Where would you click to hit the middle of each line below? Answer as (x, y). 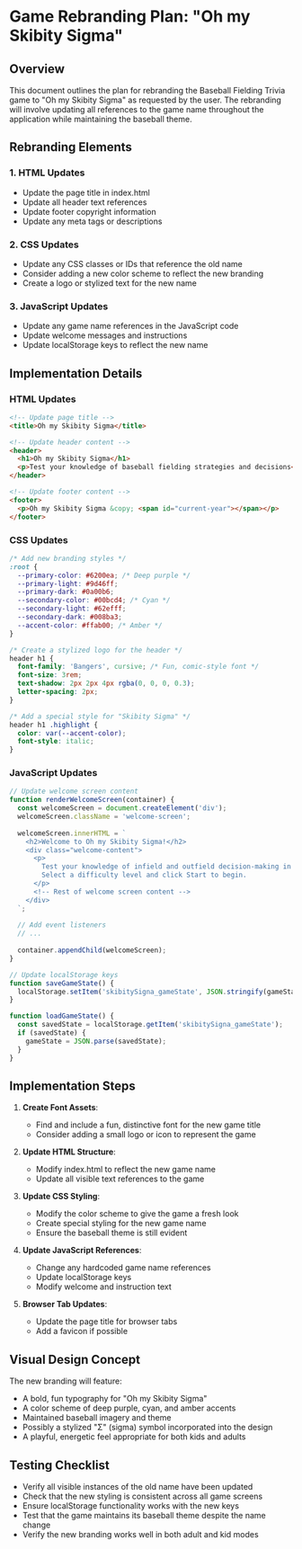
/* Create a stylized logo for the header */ (96, 650)
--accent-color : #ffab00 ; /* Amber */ (90, 625)
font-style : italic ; (56, 742)
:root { (24, 567)
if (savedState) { (52, 1033)
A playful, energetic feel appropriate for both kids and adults (134, 1437)
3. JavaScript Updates (59, 306)
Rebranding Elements (71, 147)
